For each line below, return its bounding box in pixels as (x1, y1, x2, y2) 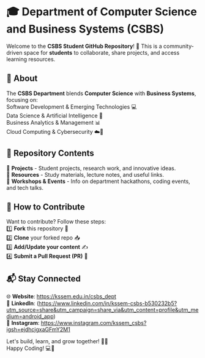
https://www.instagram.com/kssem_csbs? (40, 319, 147, 327)
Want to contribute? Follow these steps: (6, 218, 106, 225)
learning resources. (6, 55, 56, 63)
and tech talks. (6, 184, 44, 191)
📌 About (6, 73, 38, 84)
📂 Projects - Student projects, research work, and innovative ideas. (6, 164, 176, 172)
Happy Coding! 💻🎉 (6, 344, 55, 352)
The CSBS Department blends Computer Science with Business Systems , (6, 90, 196, 97)
